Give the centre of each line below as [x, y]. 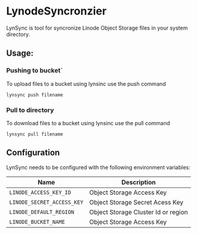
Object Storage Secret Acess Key [136, 202]
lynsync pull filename [35, 134]
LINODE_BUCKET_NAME [37, 222]
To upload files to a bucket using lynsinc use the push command [86, 83]
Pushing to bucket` [35, 71]
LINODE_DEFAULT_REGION [42, 212]
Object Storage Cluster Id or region [139, 212]
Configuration [33, 153]
